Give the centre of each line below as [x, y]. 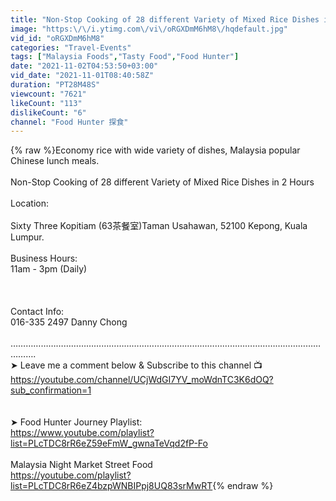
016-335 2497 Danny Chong [69, 322]
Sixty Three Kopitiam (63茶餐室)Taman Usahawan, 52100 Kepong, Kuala [159, 226]
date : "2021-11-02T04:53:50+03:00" [84, 66]
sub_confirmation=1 [51, 390]
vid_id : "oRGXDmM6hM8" [57, 38]
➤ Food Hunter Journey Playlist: [76, 422]
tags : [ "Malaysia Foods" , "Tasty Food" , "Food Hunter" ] [125, 57]
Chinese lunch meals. [55, 161]
